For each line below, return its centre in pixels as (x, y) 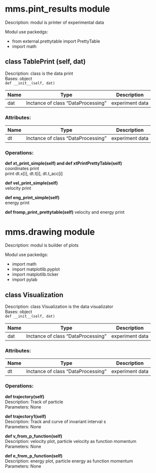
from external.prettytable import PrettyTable (56, 41)
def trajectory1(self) (26, 416)
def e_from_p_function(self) (34, 456)
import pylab (25, 280)
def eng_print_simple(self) (32, 198)
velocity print (18, 188)
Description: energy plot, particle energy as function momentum (69, 461)
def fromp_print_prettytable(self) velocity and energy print (65, 212)
